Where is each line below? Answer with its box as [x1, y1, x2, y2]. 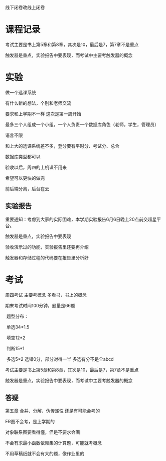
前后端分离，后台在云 [5, 185, 49, 191]
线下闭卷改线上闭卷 [5, 5, 45, 10]
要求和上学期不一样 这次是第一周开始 [5, 110, 81, 117]
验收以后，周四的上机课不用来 [5, 164, 67, 170]
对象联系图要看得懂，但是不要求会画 [5, 429, 80, 435]
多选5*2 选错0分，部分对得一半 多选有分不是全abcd [6, 356, 114, 362]
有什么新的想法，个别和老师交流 [5, 100, 71, 106]
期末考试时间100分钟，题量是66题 [5, 302, 75, 308]
